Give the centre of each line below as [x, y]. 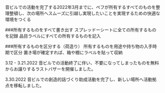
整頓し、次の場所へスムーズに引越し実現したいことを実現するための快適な [85, 13]
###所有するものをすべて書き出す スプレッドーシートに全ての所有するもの [81, 30]
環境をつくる [18, 19]
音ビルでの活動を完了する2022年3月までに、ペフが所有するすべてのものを [81, 7]
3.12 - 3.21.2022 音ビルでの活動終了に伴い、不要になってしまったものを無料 [82, 63]
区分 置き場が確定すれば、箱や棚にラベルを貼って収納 [68, 52]
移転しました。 [29, 85]
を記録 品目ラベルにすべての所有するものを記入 [53, 36]
